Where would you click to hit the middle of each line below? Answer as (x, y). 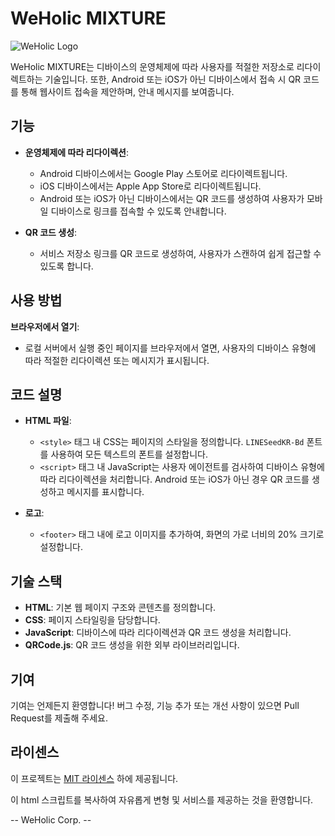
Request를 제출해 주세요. (59, 718)
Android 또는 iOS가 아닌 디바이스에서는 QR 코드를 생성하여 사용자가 (172, 198)
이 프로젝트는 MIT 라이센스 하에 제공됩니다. (94, 778)
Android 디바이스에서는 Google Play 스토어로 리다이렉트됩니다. (163, 173)
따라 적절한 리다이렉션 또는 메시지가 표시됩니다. (117, 360)
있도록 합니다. (66, 266)
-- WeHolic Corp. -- (51, 819)
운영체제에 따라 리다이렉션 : (77, 152)
